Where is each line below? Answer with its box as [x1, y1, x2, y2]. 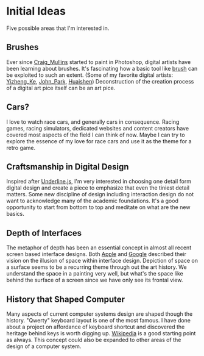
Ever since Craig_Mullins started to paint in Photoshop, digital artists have [6, 58, 191, 65]
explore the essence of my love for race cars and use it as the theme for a [6, 137, 192, 144]
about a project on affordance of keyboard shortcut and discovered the [6, 323, 185, 330]
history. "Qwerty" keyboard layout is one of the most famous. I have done [6, 317, 191, 324]
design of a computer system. [6, 343, 82, 350]
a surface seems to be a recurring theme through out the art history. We [6, 263, 187, 271]
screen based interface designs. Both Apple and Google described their [6, 251, 187, 258]
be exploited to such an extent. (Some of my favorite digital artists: [6, 71, 174, 79]
